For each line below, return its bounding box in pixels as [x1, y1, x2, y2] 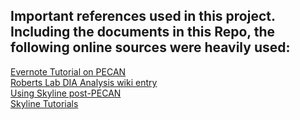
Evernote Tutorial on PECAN [10, 65, 127, 78]
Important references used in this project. [10, 8, 276, 25]
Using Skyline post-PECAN [10, 87, 122, 99]
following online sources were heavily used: [10, 39, 291, 56]
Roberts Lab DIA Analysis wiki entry [10, 76, 158, 88]
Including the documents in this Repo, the [10, 24, 276, 41]
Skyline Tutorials [10, 97, 79, 109]
